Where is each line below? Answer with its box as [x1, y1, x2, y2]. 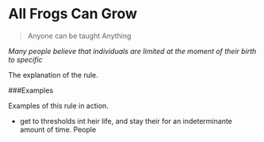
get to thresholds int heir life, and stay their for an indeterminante [19, 116, 232, 125]
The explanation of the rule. [8, 70, 99, 79]
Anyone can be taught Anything [27, 31, 132, 40]
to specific [8, 55, 43, 64]
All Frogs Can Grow [8, 5, 137, 23]
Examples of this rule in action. [8, 101, 109, 110]
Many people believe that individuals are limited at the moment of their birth [8, 46, 257, 56]
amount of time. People [19, 125, 97, 134]
